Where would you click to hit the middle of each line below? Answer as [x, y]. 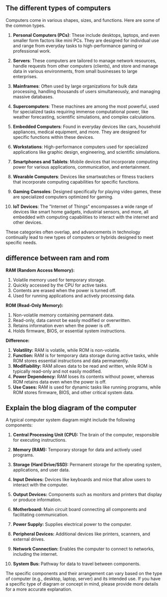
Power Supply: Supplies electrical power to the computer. [72, 524]
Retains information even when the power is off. [62, 325]
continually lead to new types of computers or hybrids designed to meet [80, 237]
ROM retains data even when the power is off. [60, 382]
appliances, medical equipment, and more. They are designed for [80, 132]
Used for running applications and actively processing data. [74, 296]
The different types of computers [58, 8]
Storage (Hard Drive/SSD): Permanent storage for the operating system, [87, 465]
